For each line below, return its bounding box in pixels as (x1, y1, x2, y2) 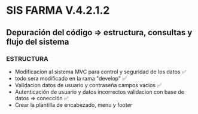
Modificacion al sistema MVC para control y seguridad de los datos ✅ (14, 68, 187, 75)
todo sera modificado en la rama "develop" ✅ (14, 75, 127, 82)
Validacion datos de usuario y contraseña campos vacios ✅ (14, 81, 162, 88)
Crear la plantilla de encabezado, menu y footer (14, 101, 133, 108)
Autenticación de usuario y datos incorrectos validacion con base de (14, 88, 184, 95)
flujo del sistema (6, 36, 69, 47)
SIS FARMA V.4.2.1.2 (6, 4, 110, 17)
